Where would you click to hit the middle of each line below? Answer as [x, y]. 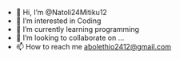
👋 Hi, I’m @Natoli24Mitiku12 [62, 12]
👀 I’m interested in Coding [58, 21]
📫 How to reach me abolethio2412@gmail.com [94, 47]
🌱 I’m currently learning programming [78, 29]
